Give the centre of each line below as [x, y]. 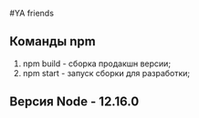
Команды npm [52, 41]
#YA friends [32, 13]
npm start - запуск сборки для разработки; [106, 73]
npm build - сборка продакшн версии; [97, 64]
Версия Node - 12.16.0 [74, 102]
